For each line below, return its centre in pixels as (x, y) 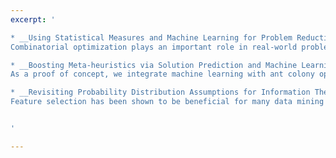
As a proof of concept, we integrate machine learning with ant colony (162, 74)
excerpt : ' (33, 19)
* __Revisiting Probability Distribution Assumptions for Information (160, 92)
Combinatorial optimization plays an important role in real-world (154, 47)
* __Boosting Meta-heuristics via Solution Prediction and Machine (154, 65)
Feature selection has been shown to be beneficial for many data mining (167, 102)
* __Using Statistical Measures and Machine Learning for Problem (151, 37)
